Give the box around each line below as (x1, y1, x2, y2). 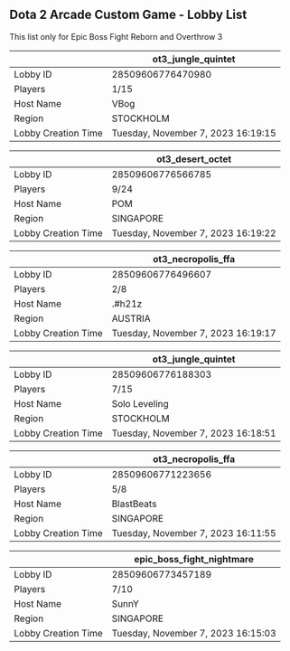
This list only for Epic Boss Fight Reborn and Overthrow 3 (9, 31, 223, 42)
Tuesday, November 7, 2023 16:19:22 (111, 226, 277, 239)
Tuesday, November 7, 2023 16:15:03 (111, 627, 277, 639)
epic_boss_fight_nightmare (134, 552, 255, 565)
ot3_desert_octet (156, 153, 232, 165)
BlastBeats (111, 497, 157, 510)
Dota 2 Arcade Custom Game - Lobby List (9, 7, 248, 23)
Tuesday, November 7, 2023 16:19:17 (111, 326, 277, 339)
